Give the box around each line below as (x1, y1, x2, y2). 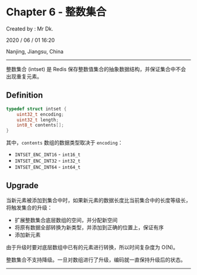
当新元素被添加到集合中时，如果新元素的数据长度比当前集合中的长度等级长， (6, 196, 191, 203)
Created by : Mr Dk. (6, 25, 54, 32)
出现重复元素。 (6, 73, 42, 80)
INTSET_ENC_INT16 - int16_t (14, 151, 81, 158)
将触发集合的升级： (6, 204, 53, 211)
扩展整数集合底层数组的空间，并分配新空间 (14, 216, 118, 223)
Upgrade (6, 180, 39, 190)
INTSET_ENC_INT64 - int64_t (14, 163, 81, 170)
